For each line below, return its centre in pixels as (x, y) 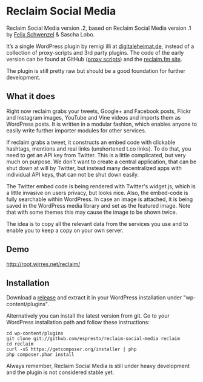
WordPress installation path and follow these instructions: (78, 322)
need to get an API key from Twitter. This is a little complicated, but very (96, 155)
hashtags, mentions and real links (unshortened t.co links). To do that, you (99, 148)
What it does (31, 96)
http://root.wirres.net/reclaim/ (43, 264)
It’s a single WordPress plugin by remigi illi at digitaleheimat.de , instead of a (100, 46)
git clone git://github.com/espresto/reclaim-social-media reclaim (93, 339)
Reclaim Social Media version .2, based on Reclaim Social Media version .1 (99, 28)
